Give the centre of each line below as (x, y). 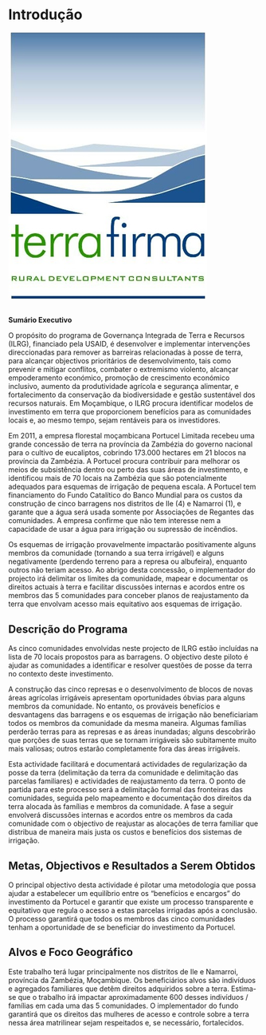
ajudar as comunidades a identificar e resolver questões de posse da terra (130, 665)
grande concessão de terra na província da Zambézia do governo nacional (131, 444)
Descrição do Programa (68, 629)
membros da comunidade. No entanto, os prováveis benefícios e (114, 706)
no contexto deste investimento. (61, 674)
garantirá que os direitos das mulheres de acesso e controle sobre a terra (129, 1014)
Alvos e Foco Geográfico (71, 952)
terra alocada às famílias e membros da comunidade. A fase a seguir (121, 807)
